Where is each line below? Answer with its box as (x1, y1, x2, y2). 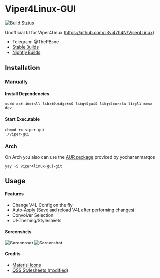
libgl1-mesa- (128, 102, 155, 106)
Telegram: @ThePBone (12, 38, 59, 45)
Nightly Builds (12, 49, 41, 55)
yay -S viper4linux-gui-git (5, 164, 63, 169)
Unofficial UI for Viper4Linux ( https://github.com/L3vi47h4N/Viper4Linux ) (5, 29, 155, 35)
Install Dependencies (5, 90, 50, 97)
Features (5, 191, 24, 197)
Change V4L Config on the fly (12, 202, 73, 208)
